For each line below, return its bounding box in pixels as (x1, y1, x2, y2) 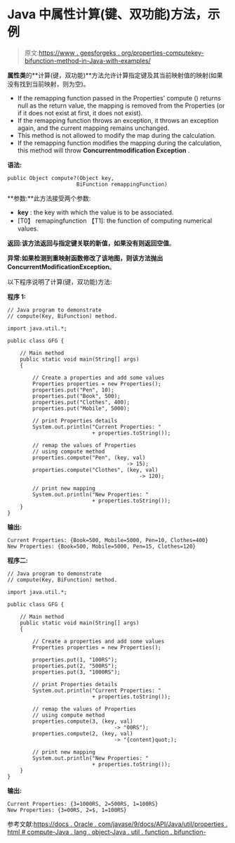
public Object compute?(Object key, (7, 174, 114, 181)
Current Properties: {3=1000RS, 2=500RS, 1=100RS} (7, 800, 159, 807)
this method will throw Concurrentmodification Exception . (17, 146, 190, 155)
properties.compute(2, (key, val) (32, 730, 133, 737)
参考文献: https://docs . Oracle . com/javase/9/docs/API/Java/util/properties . (7, 820, 228, 828)
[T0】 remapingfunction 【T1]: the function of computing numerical (17, 216, 213, 225)
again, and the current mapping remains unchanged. (17, 124, 170, 132)
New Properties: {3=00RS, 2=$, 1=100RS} (7, 806, 128, 813)
